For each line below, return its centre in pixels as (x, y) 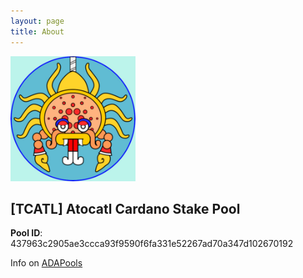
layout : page (37, 21)
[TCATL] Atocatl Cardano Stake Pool (125, 208)
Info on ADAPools (46, 263)
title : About (37, 31)
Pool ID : (26, 233)
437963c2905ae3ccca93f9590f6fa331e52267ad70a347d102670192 (152, 244)
